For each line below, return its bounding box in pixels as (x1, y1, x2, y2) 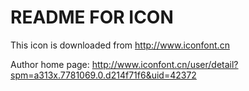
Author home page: (10, 58, 90, 70)
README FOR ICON (10, 6, 174, 29)
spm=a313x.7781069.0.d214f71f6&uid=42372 (10, 69, 197, 81)
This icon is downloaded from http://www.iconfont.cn (10, 39, 230, 51)
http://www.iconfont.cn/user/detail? (91, 58, 239, 70)
